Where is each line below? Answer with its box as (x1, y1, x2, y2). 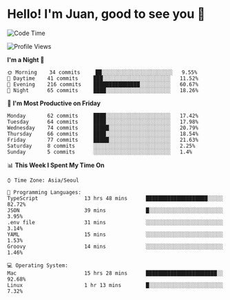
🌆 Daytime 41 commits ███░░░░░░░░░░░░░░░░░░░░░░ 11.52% (7, 75, 198, 82)
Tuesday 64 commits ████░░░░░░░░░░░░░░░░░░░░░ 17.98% (7, 118, 198, 125)
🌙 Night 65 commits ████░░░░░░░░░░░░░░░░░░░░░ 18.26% (7, 87, 198, 94)
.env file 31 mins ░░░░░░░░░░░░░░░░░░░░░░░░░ (7, 219, 224, 226)
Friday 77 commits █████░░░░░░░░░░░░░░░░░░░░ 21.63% (7, 136, 198, 143)
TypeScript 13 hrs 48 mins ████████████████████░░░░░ (7, 195, 224, 202)
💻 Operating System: (7, 261, 69, 269)
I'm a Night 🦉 (7, 55, 45, 64)
